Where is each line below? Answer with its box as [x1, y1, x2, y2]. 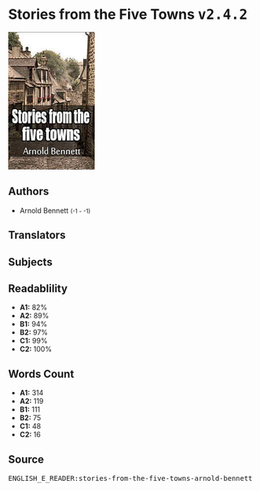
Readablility [8, 281, 68, 295]
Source [8, 453, 45, 466]
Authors [8, 185, 49, 198]
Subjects [8, 255, 53, 269]
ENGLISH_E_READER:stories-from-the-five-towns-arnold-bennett [8, 474, 253, 482]
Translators [8, 229, 66, 242]
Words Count [8, 367, 75, 380]
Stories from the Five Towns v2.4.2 [8, 5, 248, 24]
